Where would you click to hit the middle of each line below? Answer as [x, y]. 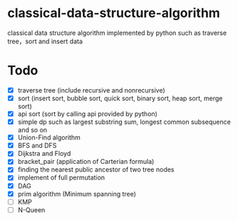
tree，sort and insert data [45, 41]
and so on [32, 130]
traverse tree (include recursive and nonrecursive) [91, 90]
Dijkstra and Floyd [44, 154]
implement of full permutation [61, 178]
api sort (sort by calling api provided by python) [88, 114]
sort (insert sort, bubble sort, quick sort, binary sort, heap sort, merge [120, 98]
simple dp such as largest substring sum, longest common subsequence [124, 122]
